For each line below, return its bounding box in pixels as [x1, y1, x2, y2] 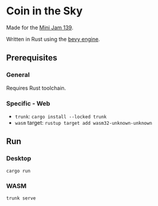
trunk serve [6, 195, 36, 201]
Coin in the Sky [6, 4, 83, 18]
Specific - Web [6, 99, 51, 107]
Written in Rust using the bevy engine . [6, 35, 101, 42]
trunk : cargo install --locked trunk [14, 112, 107, 120]
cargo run [6, 168, 31, 174]
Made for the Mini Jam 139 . [6, 24, 74, 31]
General [6, 70, 30, 79]
